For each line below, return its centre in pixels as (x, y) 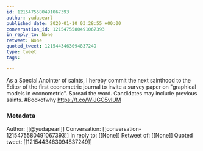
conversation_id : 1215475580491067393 (55, 29)
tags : (13, 57)
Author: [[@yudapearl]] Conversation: (54, 128)
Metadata (21, 116)
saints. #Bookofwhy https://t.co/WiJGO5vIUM (64, 100)
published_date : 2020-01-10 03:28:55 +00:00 (64, 23)
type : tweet (21, 52)
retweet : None (24, 40)
